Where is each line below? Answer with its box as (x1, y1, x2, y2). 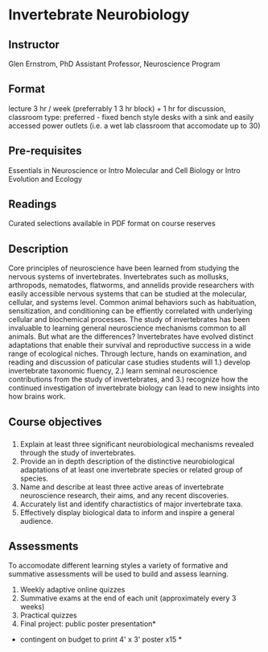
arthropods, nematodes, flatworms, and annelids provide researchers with (8, 280, 255, 291)
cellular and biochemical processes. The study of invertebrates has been (8, 315, 250, 324)
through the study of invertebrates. (19, 448, 137, 457)
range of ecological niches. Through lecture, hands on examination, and (8, 349, 247, 359)
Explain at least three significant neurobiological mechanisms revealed (19, 439, 254, 448)
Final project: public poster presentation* (19, 619, 157, 629)
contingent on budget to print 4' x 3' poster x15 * (19, 634, 183, 645)
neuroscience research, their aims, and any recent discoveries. (19, 490, 229, 500)
